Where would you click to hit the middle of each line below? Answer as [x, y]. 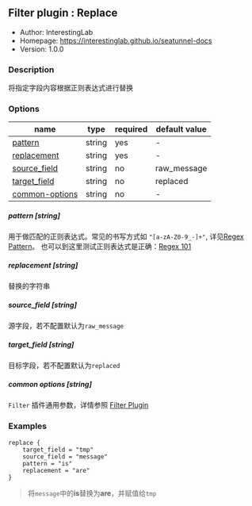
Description [31, 69]
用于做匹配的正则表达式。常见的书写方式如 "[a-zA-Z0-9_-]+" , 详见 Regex [126, 236]
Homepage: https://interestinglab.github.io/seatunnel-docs [116, 40]
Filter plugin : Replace [63, 13]
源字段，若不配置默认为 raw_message [66, 326]
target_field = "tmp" [58, 450]
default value [181, 129]
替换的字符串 [29, 286]
